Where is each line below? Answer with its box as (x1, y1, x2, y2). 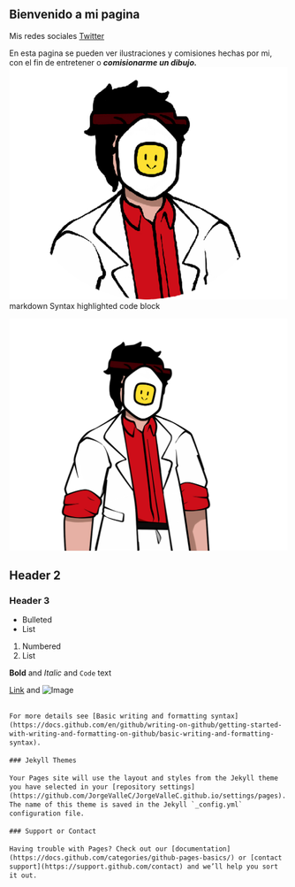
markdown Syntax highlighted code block (9, 300, 161, 311)
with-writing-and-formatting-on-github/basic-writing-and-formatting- (9, 729, 275, 738)
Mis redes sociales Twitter (9, 30, 105, 41)
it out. (9, 871, 38, 880)
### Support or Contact (9, 827, 97, 836)
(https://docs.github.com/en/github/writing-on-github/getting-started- (9, 721, 283, 729)
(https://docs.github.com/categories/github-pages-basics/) (9, 853, 236, 862)
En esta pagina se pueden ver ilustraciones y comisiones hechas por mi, (9, 48, 272, 58)
